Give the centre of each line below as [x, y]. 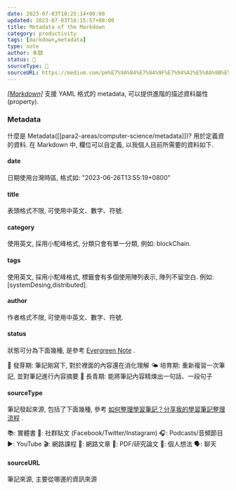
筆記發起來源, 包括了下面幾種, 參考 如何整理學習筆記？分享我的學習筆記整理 [116, 409]
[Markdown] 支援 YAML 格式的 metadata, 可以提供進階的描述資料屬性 [108, 94]
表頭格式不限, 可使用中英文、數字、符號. [66, 211]
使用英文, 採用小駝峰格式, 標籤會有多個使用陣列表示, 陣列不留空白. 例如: [111, 277]
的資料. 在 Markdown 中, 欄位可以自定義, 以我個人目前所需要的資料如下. [111, 144]
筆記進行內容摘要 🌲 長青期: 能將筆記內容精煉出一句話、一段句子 [121, 376]
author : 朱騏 [25, 53]
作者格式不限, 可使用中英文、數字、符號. [66, 317]
